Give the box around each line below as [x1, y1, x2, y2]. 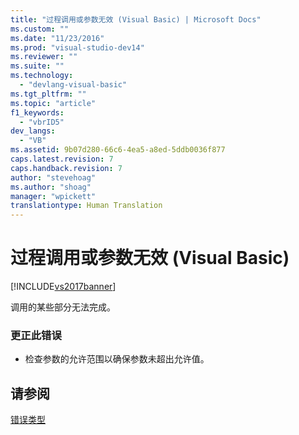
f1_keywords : [10, 107, 65, 118]
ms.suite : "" [10, 61, 65, 71]
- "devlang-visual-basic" [19, 80, 128, 90]
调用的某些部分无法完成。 [10, 301, 116, 313]
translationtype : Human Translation [10, 201, 163, 211]
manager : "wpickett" [10, 191, 97, 201]
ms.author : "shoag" [10, 182, 92, 192]
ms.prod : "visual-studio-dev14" [10, 42, 145, 53]
